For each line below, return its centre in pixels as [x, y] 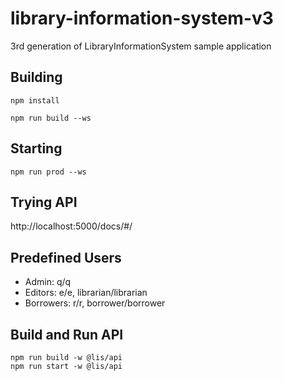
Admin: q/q [48, 282]
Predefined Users [66, 257]
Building [36, 77]
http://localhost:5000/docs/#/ [71, 226]
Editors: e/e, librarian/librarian [86, 293]
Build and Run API [67, 334]
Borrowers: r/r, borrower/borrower [95, 303]
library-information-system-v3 [142, 18]
